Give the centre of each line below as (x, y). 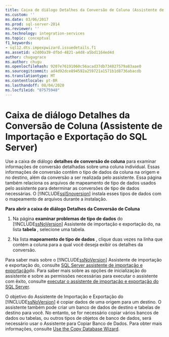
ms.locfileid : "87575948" (32, 90)
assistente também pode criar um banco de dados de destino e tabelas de (83, 308)
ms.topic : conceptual (28, 39)
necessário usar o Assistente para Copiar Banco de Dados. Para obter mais (84, 324)
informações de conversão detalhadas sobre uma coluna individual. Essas (82, 167)
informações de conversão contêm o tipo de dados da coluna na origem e (82, 172)
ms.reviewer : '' (22, 29)
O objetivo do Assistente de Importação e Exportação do (65, 296)
